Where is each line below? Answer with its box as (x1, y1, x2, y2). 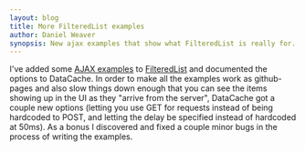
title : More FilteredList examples (9, 22, 145, 31)
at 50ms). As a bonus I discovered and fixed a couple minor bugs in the (9, 122, 279, 133)
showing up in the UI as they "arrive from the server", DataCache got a (9, 93, 276, 104)
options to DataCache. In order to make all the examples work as (9, 74, 253, 85)
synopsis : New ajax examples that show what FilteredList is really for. (9, 38, 297, 48)
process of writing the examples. (9, 131, 133, 142)
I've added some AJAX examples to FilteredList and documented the (9, 64, 268, 75)
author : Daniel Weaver (9, 30, 96, 39)
